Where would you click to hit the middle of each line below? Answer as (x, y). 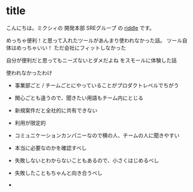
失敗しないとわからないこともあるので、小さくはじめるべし (87, 160)
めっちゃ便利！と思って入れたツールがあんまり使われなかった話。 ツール (94, 40)
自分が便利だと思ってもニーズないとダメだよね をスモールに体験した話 (91, 60)
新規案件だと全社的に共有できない (56, 110)
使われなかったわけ (29, 72)
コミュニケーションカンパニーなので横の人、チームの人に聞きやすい (97, 135)
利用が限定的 (30, 123)
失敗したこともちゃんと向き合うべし (59, 173)
